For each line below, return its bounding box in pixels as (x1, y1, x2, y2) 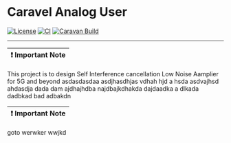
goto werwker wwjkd (7, 128, 67, 136)
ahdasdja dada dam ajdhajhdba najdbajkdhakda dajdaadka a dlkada (7, 84, 199, 93)
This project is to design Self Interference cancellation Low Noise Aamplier (7, 69, 219, 78)
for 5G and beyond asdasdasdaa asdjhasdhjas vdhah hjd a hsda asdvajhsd (7, 77, 219, 85)
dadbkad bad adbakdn (7, 91, 71, 100)
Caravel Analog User (7, 4, 127, 20)
